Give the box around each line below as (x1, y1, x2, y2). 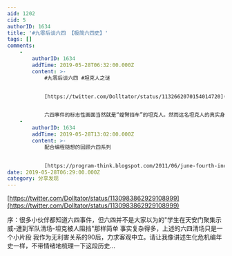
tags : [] (7, 36, 32, 43)
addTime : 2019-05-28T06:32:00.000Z (32, 62, 135, 68)
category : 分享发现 (7, 175, 59, 182)
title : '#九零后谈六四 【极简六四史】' (7, 29, 108, 37)
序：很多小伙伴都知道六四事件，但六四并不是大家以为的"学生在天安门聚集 (7, 216, 216, 224)
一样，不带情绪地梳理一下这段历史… (12, 241, 116, 250)
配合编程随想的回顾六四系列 (43, 143, 112, 151)
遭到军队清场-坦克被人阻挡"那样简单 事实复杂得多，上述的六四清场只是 (16, 224, 217, 232)
